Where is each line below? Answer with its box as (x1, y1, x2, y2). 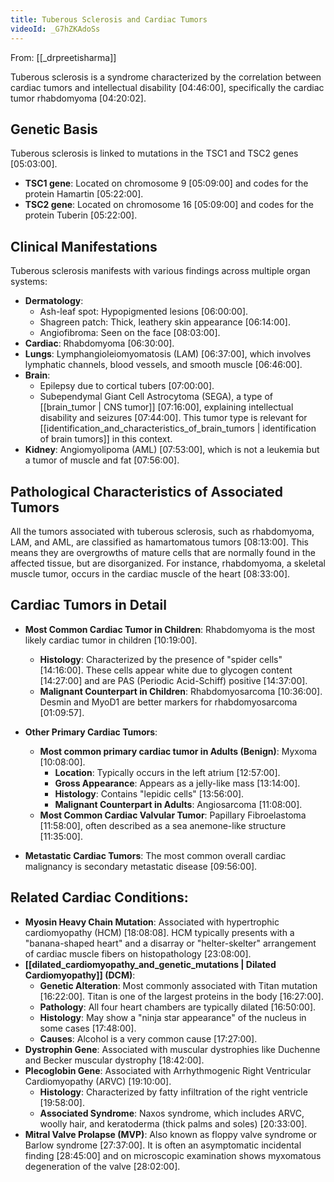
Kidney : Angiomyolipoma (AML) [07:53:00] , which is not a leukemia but (24, 444, 320, 456)
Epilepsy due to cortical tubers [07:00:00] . (39, 380, 215, 392)
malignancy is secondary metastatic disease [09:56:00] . (24, 860, 258, 872)
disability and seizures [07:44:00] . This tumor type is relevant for (39, 412, 308, 424)
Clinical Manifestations (10, 238, 158, 255)
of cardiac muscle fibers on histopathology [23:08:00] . (24, 947, 252, 960)
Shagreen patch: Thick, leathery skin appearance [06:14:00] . (39, 316, 291, 328)
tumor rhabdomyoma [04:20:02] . (10, 92, 147, 104)
